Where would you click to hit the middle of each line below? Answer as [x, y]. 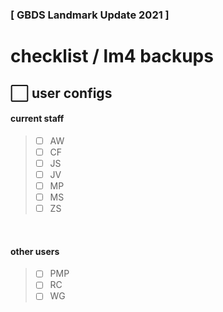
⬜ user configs [61, 93]
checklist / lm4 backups [112, 56]
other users [35, 251]
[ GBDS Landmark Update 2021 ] [90, 15]
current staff [37, 119]
